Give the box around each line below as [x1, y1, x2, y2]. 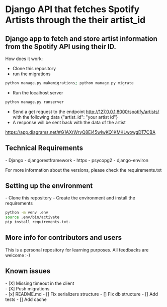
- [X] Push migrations [5, 285, 50, 291]
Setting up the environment [5, 181, 93, 190]
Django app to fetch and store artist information [5, 34, 157, 43]
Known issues [5, 267, 51, 276]
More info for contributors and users [5, 233, 122, 242]
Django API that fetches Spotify [5, 4, 140, 15]
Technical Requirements [5, 144, 83, 152]
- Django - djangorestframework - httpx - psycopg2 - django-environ [5, 157, 149, 163]
